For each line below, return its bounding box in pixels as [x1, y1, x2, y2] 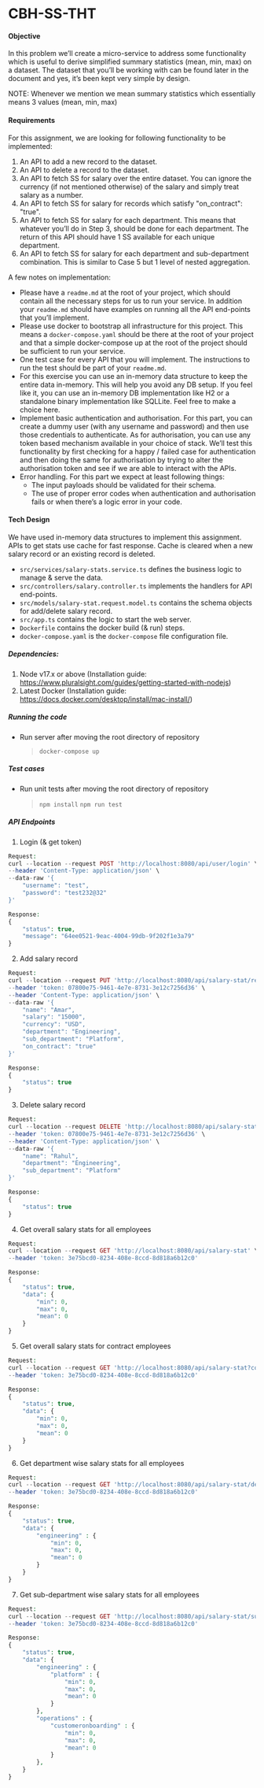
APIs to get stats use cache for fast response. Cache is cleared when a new [8, 540, 253, 550]
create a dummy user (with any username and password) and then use [19, 421, 249, 431]
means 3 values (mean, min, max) [8, 98, 118, 107]
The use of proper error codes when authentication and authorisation [31, 488, 256, 498]
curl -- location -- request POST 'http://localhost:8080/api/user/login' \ [8, 859, 258, 867]
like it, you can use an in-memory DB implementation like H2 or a [19, 388, 230, 398]
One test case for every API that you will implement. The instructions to [19, 354, 250, 364]
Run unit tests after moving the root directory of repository [19, 784, 209, 793]
